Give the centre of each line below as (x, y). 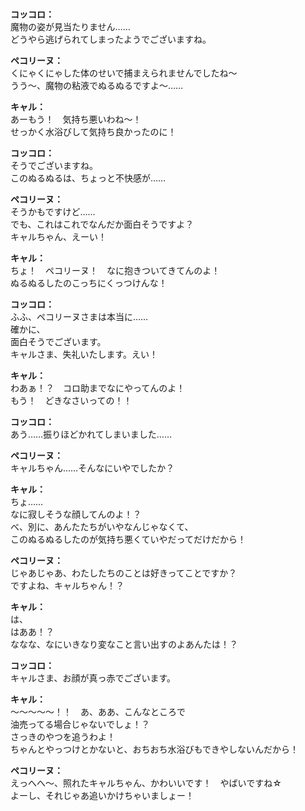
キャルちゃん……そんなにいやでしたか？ (92, 468)
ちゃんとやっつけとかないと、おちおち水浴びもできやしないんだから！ (154, 749)
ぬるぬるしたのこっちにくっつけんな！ (89, 283)
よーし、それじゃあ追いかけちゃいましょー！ (102, 796)
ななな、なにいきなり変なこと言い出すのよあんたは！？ (124, 644)
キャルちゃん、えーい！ (58, 237)
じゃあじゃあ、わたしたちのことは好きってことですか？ (124, 573)
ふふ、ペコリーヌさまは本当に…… (79, 317)
